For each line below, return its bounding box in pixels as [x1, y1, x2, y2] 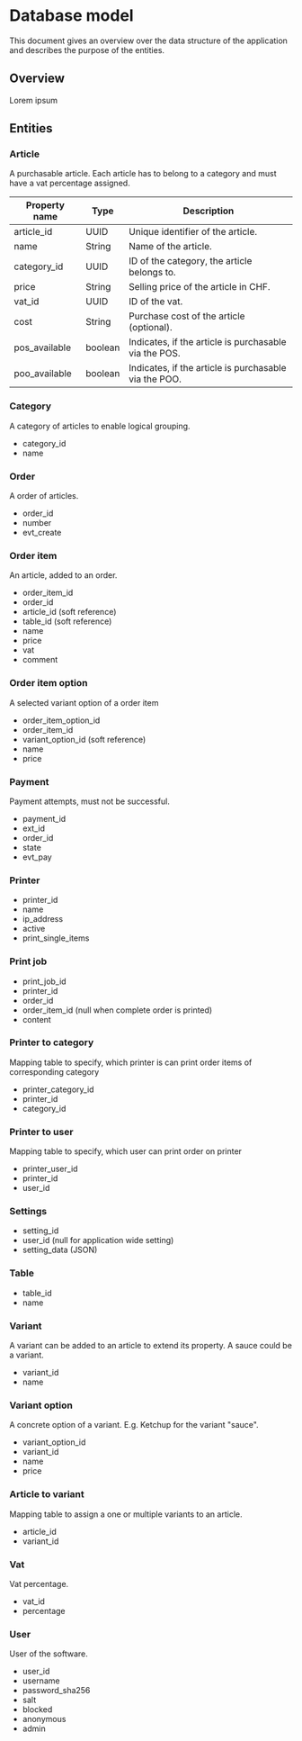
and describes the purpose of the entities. [9, 44, 164, 55]
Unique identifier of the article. [129, 226, 258, 239]
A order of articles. [9, 491, 79, 501]
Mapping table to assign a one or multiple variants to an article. [9, 1509, 243, 1520]
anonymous [22, 1714, 67, 1725]
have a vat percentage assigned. [9, 177, 130, 189]
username [22, 1675, 60, 1686]
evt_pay [22, 852, 52, 862]
